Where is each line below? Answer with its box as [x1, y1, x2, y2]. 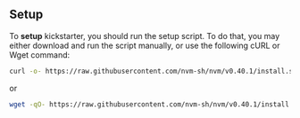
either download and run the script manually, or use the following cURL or [9, 40, 280, 51]
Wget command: [9, 49, 71, 60]
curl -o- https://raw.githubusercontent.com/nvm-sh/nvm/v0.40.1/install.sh [9, 67, 297, 75]
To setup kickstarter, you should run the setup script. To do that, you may [9, 30, 280, 41]
